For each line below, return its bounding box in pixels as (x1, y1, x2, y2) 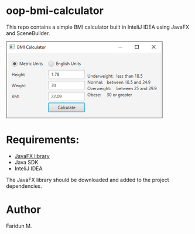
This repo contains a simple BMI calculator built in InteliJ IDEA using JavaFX (6, 23, 189, 30)
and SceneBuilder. (6, 29, 50, 36)
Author (6, 203, 41, 216)
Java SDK (14, 159, 39, 166)
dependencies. (6, 183, 42, 190)
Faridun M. (6, 222, 32, 229)
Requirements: (6, 133, 80, 147)
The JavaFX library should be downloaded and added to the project (6, 176, 169, 183)
